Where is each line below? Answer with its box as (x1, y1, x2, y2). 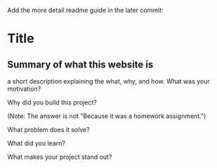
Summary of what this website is (7, 58, 154, 70)
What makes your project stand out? (7, 153, 112, 161)
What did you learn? (7, 139, 65, 147)
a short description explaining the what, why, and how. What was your (7, 77, 211, 85)
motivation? (7, 84, 41, 93)
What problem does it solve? (7, 126, 90, 134)
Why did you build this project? (7, 98, 97, 106)
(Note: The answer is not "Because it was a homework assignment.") (7, 112, 206, 120)
